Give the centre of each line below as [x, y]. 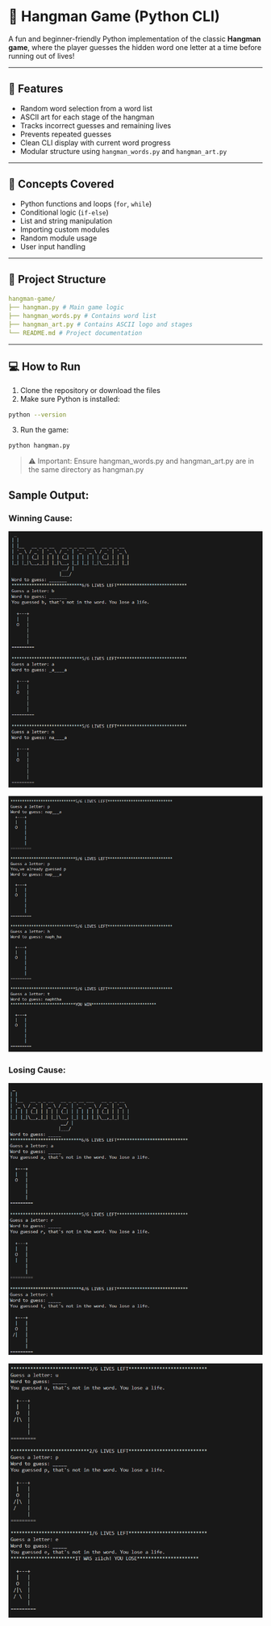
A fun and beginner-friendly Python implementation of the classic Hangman [135, 39]
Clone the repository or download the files [90, 390]
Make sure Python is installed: [70, 399]
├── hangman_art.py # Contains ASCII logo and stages [101, 324]
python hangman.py [39, 446]
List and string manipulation [66, 220]
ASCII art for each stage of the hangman [87, 117]
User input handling [53, 246]
